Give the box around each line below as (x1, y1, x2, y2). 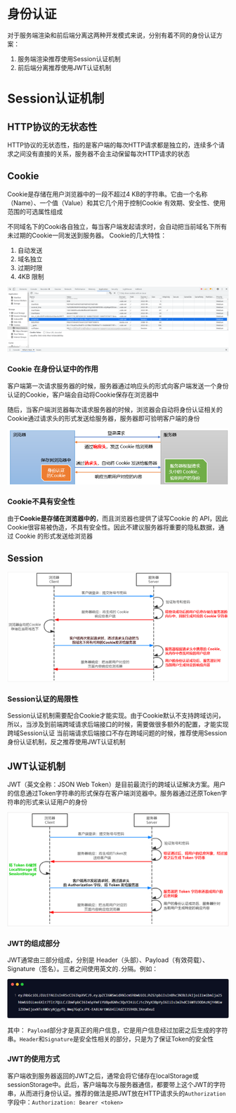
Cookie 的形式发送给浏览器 (15, 532, 93, 540)
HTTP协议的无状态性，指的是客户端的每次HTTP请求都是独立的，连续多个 (7, 140, 219, 149)
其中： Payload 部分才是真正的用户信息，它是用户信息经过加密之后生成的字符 (7, 1026, 228, 1034)
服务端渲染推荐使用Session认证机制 (17, 54, 121, 63)
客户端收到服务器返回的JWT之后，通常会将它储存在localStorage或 (7, 1072, 199, 1080)
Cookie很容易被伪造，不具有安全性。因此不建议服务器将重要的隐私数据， (7, 522, 219, 531)
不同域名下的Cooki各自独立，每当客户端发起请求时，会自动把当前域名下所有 (7, 222, 228, 230)
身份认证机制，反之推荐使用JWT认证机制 (7, 738, 126, 746)
